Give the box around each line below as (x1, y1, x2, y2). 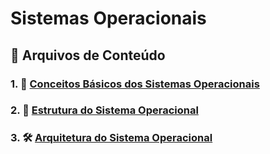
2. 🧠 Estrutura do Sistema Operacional (10, 103, 199, 117)
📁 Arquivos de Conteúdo (10, 47, 166, 64)
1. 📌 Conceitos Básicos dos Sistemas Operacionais (10, 77, 260, 91)
